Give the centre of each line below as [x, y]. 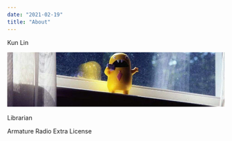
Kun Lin [18, 42]
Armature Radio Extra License [49, 131]
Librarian [20, 117]
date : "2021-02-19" [35, 15]
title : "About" [29, 22]
